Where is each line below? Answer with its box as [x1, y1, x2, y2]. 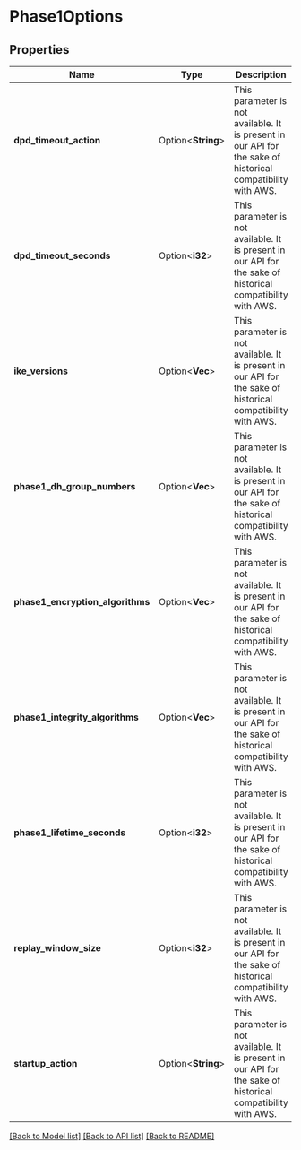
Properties [9, 42, 70, 57]
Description [236, 69, 287, 81]
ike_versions [13, 365, 69, 377]
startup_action [13, 1058, 78, 1069]
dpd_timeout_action [13, 134, 101, 146]
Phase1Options [9, 6, 124, 27]
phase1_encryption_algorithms [13, 596, 150, 608]
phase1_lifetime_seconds [13, 826, 126, 839]
